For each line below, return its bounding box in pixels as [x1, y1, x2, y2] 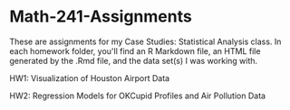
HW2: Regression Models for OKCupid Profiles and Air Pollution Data [9, 90, 266, 101]
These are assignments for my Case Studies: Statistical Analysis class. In [9, 36, 282, 47]
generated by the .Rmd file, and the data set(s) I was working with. [9, 55, 258, 66]
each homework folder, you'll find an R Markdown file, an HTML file [9, 45, 261, 56]
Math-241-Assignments [9, 6, 192, 27]
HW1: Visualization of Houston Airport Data [9, 72, 170, 83]
